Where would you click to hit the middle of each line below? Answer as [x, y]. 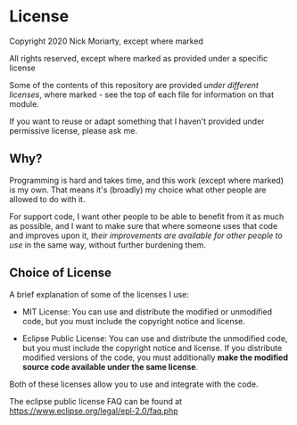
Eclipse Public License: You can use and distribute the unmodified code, [155, 338]
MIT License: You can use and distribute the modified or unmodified [147, 311]
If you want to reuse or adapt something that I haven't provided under [137, 121]
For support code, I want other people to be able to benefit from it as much [147, 217]
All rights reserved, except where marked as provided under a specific [139, 58]
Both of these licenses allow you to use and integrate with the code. [134, 384]
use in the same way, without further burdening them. [108, 245]
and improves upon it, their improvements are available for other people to [146, 235]
